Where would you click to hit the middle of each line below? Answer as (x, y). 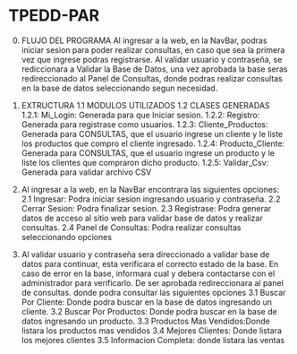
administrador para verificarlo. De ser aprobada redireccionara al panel (152, 282)
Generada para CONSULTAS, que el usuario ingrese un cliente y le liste (152, 134)
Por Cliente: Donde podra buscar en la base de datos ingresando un (147, 302)
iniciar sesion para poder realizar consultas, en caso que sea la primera (153, 49)
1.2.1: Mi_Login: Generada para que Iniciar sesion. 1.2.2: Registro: (140, 115)
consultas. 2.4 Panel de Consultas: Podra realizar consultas (131, 227)
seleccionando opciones (67, 237)
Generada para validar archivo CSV (86, 172)
